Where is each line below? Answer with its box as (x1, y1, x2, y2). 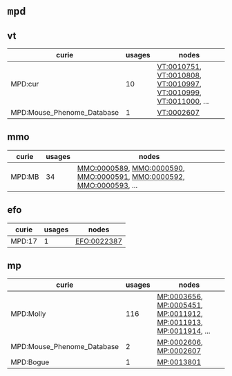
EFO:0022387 (75, 236, 123, 246)
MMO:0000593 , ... (77, 180, 138, 190)
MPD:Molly (10, 309, 46, 319)
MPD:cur (10, 79, 39, 88)
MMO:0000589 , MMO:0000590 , (77, 163, 185, 173)
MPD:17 (10, 236, 38, 246)
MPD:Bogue (10, 357, 50, 367)
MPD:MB (10, 171, 39, 181)
